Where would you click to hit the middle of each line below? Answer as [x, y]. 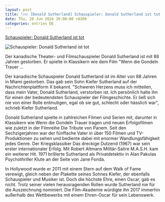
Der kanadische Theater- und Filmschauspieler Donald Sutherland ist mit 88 [82, 57]
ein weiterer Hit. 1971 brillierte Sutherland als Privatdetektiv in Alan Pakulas [81, 154]
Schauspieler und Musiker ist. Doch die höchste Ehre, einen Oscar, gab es [80, 179]
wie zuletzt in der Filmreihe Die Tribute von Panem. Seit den [66, 128]
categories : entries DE [30, 23]
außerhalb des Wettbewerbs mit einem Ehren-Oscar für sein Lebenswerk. [80, 195]
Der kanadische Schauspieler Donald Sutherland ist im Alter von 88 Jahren [81, 76]
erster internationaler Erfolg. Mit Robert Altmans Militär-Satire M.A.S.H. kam [82, 149]
